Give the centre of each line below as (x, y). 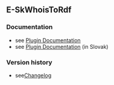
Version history (29, 62)
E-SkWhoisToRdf (39, 10)
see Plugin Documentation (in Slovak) (62, 46)
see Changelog (33, 75)
